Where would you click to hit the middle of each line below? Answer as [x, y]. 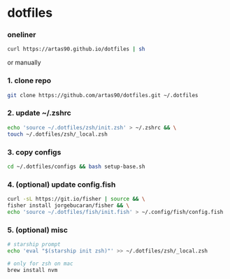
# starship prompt [34, 244]
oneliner [22, 35]
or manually [24, 63]
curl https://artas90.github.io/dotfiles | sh [76, 49]
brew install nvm [33, 270]
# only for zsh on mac [40, 264]
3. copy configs [34, 152]
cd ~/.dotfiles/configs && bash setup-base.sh [76, 166]
